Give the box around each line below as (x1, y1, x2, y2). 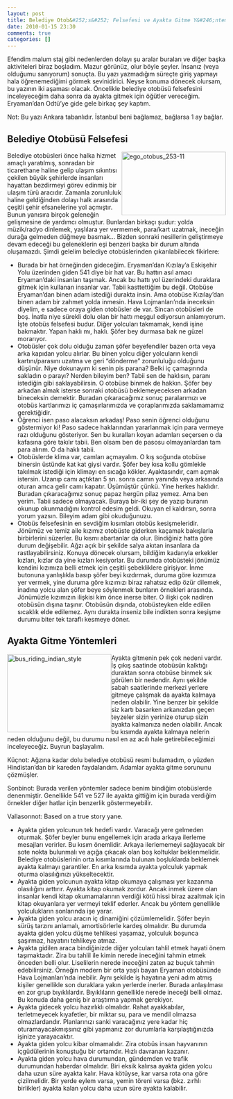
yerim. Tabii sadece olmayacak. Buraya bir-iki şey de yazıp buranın (17, 497, 209, 505)
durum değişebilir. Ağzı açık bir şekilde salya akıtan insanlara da (17, 541, 200, 549)
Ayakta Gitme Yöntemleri (7, 635, 117, 647)
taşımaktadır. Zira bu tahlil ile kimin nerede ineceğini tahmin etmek (17, 951, 206, 959)
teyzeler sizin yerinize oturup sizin (111, 713, 209, 721)
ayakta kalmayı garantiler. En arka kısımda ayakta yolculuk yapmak (17, 862, 208, 870)
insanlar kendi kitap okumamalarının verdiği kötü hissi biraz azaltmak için (17, 892, 225, 900)
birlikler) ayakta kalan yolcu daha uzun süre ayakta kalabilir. (17, 1084, 187, 1092)
